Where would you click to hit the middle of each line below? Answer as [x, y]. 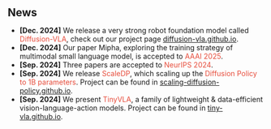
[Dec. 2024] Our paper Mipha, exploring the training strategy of [126, 48]
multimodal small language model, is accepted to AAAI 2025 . [121, 56]
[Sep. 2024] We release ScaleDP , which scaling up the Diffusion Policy [138, 74]
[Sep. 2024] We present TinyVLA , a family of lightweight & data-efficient [141, 100]
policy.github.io [45, 91]
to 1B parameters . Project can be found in [88, 82]
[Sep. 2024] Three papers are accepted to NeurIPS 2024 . [116, 65]
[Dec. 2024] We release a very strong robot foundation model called [134, 31]
